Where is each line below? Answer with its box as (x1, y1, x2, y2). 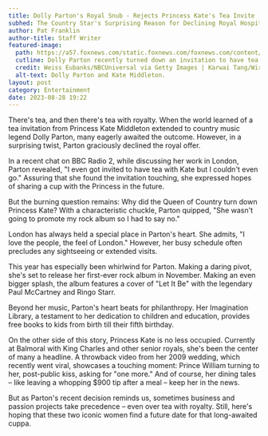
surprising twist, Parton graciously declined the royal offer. (8, 141, 201, 150)
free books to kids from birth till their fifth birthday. (8, 320, 174, 330)
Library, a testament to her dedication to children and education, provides (8, 311, 250, 321)
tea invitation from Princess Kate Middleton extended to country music (8, 124, 241, 133)
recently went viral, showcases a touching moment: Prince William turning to (8, 361, 260, 371)
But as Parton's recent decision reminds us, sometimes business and (8, 393, 235, 403)
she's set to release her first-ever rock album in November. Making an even (8, 271, 256, 280)
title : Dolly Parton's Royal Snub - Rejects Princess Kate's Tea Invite (8, 11, 255, 20)
